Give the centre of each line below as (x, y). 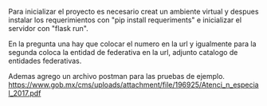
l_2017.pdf (25, 93)
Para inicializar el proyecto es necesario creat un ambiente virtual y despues (133, 12)
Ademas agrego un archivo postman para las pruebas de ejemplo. (117, 76)
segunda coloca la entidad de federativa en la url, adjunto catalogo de (123, 52)
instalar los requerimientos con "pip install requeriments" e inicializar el (125, 20)
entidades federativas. (45, 61)
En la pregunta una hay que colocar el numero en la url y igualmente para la (132, 44)
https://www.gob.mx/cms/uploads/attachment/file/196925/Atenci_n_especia (133, 84)
